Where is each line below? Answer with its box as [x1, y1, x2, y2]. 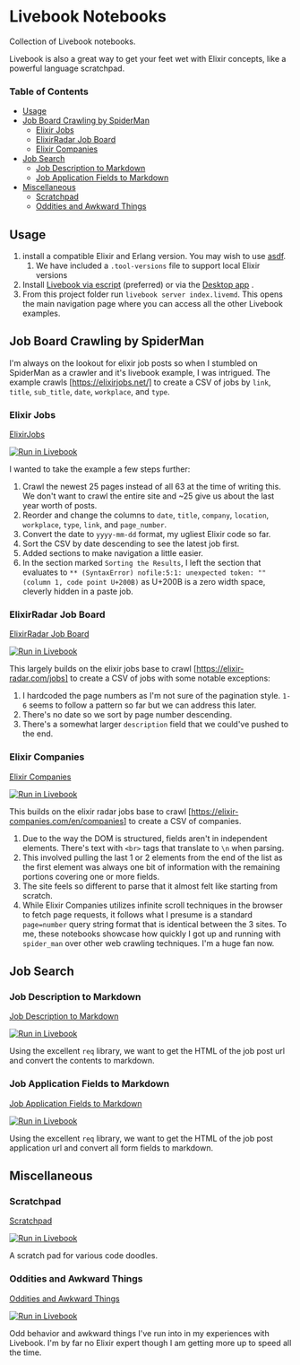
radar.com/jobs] [9, 673, 69, 683]
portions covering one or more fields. [21, 871, 159, 882]
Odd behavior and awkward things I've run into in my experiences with [9, 1327, 270, 1338]
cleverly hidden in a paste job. [21, 586, 134, 597]
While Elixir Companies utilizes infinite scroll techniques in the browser [21, 900, 284, 910]
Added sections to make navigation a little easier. [21, 548, 204, 559]
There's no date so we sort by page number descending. [21, 709, 233, 720]
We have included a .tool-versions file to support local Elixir [35, 260, 261, 271]
